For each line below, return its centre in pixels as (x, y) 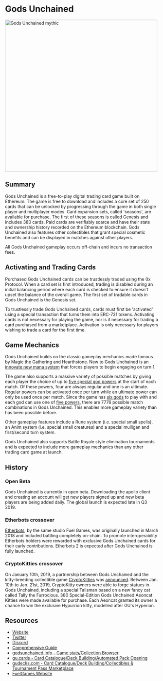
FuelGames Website (32, 674)
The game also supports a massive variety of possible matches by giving (78, 376)
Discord (20, 643)
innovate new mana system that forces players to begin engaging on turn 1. (80, 367)
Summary (20, 184)
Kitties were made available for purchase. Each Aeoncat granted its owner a (81, 600)
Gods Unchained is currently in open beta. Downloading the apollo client (78, 492)
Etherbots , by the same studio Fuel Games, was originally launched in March (82, 530)
